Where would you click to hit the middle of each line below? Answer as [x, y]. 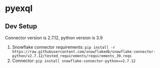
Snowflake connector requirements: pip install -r [64, 47]
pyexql [19, 8]
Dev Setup [21, 26]
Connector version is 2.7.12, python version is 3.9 [54, 38]
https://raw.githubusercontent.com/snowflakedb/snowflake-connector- [84, 52]
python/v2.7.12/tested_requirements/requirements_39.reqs [72, 56]
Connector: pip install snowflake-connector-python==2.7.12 [74, 61]
